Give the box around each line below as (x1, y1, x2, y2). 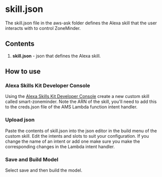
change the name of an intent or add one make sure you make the (5, 138, 140, 144)
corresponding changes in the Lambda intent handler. (5, 143, 115, 150)
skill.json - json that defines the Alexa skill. (12, 53, 101, 59)
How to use (5, 67, 41, 76)
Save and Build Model (5, 156, 59, 163)
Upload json (5, 116, 35, 123)
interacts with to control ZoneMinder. (5, 25, 81, 31)
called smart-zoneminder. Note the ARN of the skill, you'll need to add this (5, 98, 157, 105)
